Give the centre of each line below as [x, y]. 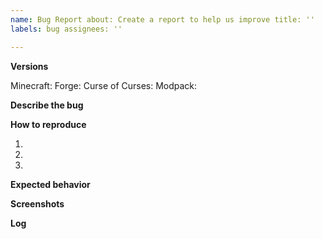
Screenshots [37, 203]
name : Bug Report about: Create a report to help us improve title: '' [162, 19]
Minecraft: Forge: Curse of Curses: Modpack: [104, 85]
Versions [29, 66]
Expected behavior [50, 184]
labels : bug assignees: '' [66, 29]
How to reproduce [48, 124]
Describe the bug [47, 105]
